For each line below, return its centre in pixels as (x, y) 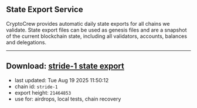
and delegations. (26, 42)
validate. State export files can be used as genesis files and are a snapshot (96, 30)
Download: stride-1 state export (65, 66)
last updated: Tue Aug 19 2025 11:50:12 (62, 80)
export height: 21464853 (43, 92)
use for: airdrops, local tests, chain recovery (68, 99)
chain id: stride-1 (36, 86)
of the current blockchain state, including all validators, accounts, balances (97, 36)
